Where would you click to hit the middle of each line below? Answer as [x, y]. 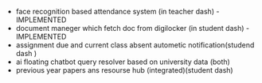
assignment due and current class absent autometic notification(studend [135, 45]
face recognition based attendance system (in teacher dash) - [117, 11]
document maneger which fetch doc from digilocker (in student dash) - [132, 28]
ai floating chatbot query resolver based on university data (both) [123, 62]
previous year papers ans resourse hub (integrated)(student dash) [124, 70]
